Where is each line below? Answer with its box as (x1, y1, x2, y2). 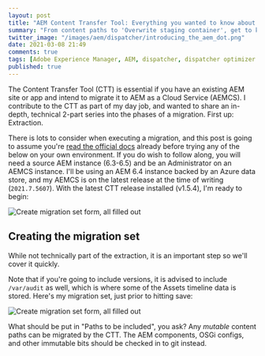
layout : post (8, 11, 51, 20)
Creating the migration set (8, 230, 140, 243)
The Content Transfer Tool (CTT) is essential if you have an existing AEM (8, 84, 244, 94)
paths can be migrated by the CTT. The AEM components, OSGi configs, (8, 330, 244, 339)
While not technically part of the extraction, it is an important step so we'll (8, 250, 248, 260)
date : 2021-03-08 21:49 (8, 41, 87, 49)
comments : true (8, 48, 58, 56)
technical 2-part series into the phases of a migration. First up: (31, 109, 234, 119)
